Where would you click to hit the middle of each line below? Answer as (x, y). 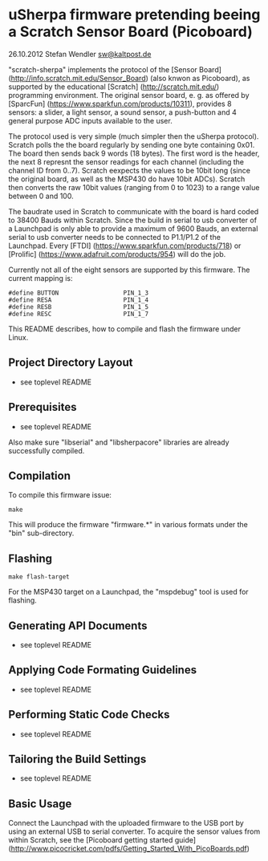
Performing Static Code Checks (89, 715)
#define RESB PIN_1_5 (79, 307)
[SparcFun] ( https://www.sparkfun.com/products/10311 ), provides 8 (120, 104)
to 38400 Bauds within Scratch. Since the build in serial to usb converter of (133, 220)
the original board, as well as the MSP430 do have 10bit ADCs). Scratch (127, 179)
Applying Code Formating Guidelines (103, 670)
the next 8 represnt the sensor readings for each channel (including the (126, 161)
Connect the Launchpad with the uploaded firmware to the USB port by (126, 823)
